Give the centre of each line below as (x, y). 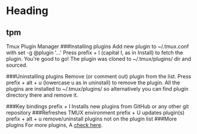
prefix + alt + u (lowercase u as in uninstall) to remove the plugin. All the (93, 83)
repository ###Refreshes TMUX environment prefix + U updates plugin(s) (95, 113)
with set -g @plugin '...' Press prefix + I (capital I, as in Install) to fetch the (95, 53)
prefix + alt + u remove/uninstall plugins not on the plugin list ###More (92, 119)
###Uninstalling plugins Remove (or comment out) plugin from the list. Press (99, 76)
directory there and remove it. (42, 95)
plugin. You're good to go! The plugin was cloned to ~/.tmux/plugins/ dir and (98, 59)
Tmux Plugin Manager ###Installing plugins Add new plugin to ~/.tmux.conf (98, 46)
